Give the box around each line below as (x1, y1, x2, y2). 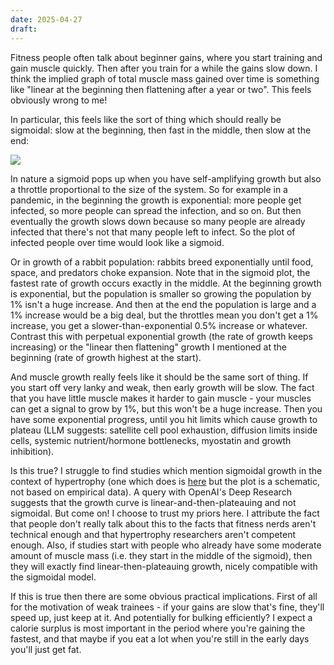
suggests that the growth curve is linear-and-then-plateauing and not (10, 496, 297, 508)
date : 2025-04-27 (10, 14, 83, 25)
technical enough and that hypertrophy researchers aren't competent (10, 528, 297, 540)
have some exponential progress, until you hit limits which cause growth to (10, 413, 318, 425)
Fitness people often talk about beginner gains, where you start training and (10, 51, 323, 63)
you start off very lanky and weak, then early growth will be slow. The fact (10, 381, 315, 393)
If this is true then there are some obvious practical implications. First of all (10, 590, 318, 602)
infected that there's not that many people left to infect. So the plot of (10, 226, 296, 238)
